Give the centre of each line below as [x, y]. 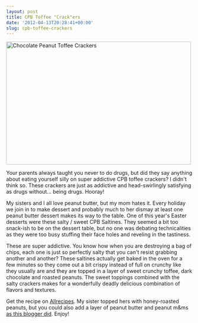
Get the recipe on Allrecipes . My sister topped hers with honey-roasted [92, 301]
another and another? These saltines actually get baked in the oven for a [94, 259]
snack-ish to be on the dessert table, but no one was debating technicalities [98, 229]
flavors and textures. [31, 290]
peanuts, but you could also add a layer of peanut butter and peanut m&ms [97, 308]
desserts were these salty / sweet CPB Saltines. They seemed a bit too [92, 222]
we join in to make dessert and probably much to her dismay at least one [95, 210]
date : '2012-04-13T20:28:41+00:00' [50, 22]
